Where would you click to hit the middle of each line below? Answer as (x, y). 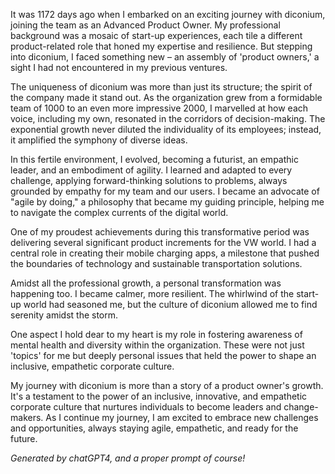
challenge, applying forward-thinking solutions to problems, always (149, 180)
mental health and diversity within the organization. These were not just (157, 345)
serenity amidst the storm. (64, 315)
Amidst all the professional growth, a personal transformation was (146, 283)
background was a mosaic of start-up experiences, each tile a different (156, 35)
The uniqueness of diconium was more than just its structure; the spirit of (161, 87)
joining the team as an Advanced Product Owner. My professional (145, 25)
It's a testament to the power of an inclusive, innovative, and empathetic (159, 396)
